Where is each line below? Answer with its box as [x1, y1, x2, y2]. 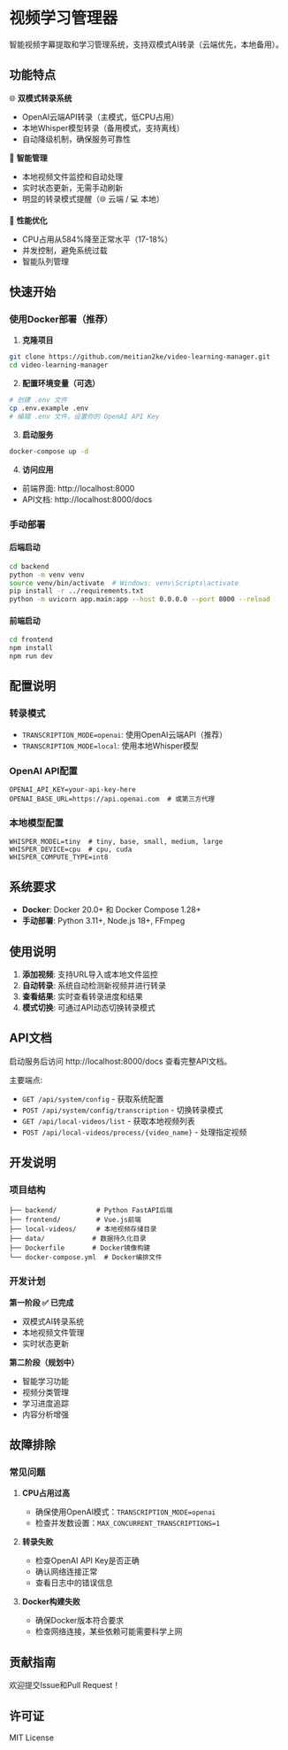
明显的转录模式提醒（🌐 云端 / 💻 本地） [21, 193, 165, 204]
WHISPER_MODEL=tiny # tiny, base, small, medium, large [9, 838, 224, 847]
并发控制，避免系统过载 [21, 244, 108, 255]
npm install [9, 644, 53, 653]
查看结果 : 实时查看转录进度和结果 [21, 991, 143, 1002]
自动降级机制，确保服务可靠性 [21, 134, 131, 144]
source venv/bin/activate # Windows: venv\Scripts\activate [9, 578, 239, 587]
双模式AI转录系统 [21, 1316, 85, 1327]
